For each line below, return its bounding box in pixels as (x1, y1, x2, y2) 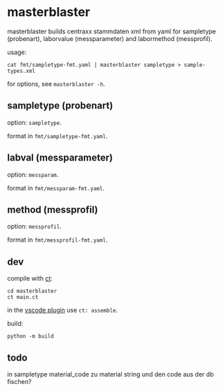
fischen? (7, 378, 32, 385)
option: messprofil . (7, 222, 62, 231)
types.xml (7, 67, 36, 74)
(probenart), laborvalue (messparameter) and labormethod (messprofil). (7, 34, 213, 42)
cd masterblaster (7, 288, 57, 295)
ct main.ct (7, 294, 39, 301)
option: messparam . (7, 170, 59, 178)
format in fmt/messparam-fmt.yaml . (7, 183, 105, 192)
